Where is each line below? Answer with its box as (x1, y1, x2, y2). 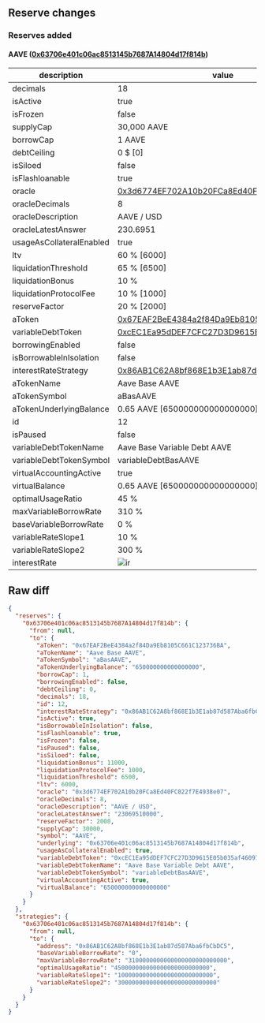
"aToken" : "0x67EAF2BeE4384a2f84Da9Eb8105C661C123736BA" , (36, 641, 231, 649)
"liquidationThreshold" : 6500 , (36, 773, 140, 782)
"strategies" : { (15, 913, 69, 921)
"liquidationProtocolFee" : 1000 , (36, 766, 147, 774)
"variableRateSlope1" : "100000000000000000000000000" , (36, 972, 221, 980)
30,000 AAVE (117, 121, 169, 133)
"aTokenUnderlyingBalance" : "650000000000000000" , (36, 663, 207, 671)
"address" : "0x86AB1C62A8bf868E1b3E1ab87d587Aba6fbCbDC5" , (36, 942, 235, 950)
